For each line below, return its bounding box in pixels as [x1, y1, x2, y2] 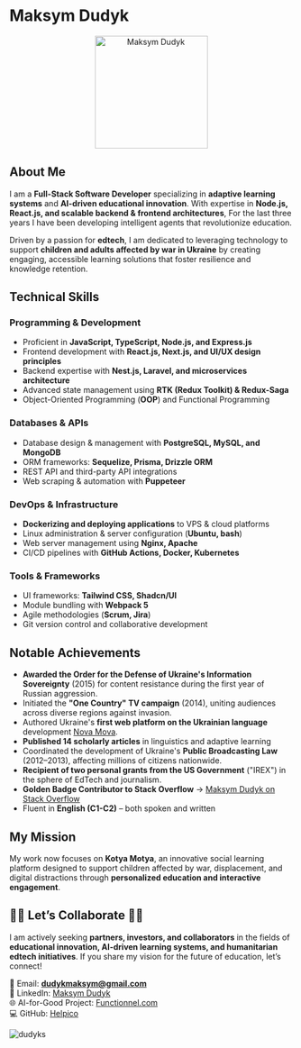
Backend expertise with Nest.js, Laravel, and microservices [22, 366, 248, 377]
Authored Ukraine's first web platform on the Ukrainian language [22, 717, 269, 728]
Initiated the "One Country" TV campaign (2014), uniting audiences [22, 697, 277, 708]
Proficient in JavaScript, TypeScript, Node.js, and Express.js [22, 337, 252, 348]
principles [22, 356, 61, 367]
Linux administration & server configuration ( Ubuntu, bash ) [22, 528, 243, 539]
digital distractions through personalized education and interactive [9, 871, 261, 883]
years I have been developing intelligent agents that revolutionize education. [9, 217, 293, 228]
